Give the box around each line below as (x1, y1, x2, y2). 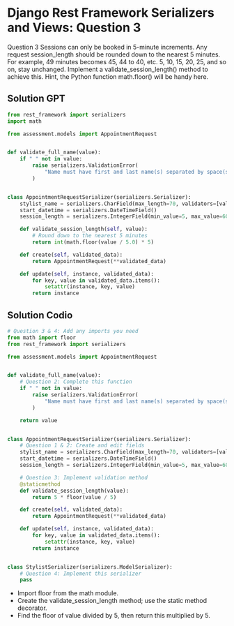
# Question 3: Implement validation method (19, 474, 148, 481)
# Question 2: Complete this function (19, 378, 132, 385)
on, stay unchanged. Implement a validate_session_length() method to (7, 65, 209, 73)
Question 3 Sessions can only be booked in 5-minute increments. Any (7, 43, 208, 51)
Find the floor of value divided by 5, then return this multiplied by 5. (17, 611, 210, 620)
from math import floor (7, 334, 77, 341)
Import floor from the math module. (17, 589, 119, 597)
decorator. (17, 604, 47, 612)
